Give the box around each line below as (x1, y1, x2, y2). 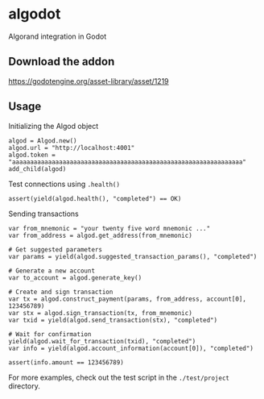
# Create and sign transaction (8, 288, 113, 296)
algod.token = (8, 151, 56, 159)
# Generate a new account (8, 267, 95, 275)
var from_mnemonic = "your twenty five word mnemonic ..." (8, 224, 211, 232)
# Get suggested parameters (8, 245, 103, 254)
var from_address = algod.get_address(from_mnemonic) (8, 231, 193, 239)
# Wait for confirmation (8, 330, 92, 339)
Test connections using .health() (8, 179, 121, 189)
